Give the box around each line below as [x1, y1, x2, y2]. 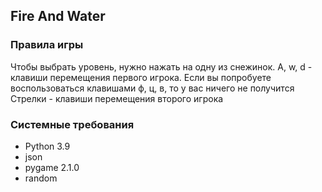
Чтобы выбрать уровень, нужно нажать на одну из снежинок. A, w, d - [10, 60, 313, 73]
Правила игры [10, 38, 84, 52]
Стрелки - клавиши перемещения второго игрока [10, 92, 224, 104]
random [24, 172, 58, 184]
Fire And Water [10, 8, 106, 25]
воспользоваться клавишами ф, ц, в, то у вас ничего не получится [10, 82, 295, 94]
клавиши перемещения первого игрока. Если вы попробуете [10, 71, 272, 83]
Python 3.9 [24, 140, 71, 152]
